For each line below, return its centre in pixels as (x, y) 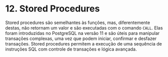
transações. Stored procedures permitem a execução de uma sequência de (84, 43)
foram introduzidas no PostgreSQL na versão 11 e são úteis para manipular (82, 33)
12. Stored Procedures (52, 9)
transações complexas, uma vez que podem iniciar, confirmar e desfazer (81, 38)
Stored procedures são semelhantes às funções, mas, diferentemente (78, 22)
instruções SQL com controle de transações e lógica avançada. (71, 49)
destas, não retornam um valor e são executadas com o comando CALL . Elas (84, 27)
